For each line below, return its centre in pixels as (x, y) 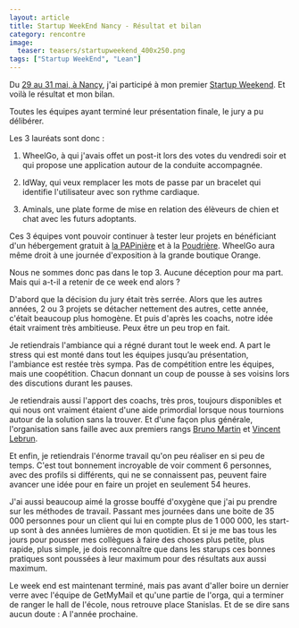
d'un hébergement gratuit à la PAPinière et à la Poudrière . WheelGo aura (142, 246)
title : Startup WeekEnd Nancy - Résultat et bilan (105, 26)
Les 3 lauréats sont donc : (57, 138)
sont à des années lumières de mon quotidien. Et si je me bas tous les (149, 530)
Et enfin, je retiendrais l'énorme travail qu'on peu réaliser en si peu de (137, 456)
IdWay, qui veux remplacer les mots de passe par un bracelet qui (141, 182)
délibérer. (27, 121)
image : (21, 42)
